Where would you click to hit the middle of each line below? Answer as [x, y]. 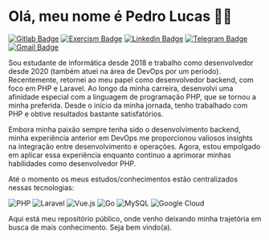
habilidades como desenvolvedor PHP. [72, 163]
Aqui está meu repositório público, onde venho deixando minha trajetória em [135, 218]
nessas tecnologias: [41, 187]
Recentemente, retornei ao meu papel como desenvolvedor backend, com [131, 79]
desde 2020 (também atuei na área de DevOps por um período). [115, 71]
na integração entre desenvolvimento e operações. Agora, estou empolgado [134, 146]
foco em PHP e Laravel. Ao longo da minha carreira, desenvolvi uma [121, 88]
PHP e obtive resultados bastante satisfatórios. [86, 114]
